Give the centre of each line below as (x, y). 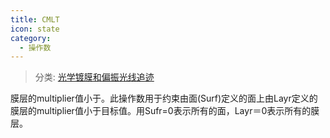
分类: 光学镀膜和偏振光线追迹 (94, 77)
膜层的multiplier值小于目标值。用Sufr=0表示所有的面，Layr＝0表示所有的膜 (165, 111)
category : (31, 38)
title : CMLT (35, 19)
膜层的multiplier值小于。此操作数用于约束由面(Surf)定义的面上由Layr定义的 (164, 98)
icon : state (35, 29)
